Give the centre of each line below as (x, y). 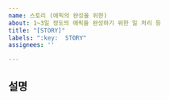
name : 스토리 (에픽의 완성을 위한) (58, 15)
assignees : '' (32, 45)
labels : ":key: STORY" (48, 38)
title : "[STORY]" (37, 30)
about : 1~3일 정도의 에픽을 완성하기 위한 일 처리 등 (84, 23)
